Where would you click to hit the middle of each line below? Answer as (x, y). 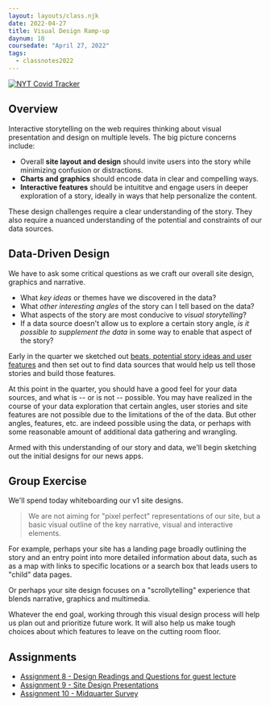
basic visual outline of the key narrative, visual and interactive (131, 524)
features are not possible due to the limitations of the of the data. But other (132, 414)
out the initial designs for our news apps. (76, 456)
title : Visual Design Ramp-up (59, 31)
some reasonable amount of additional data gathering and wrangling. (123, 432)
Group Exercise (48, 481)
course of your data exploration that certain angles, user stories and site (128, 406)
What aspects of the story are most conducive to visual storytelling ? (133, 315)
